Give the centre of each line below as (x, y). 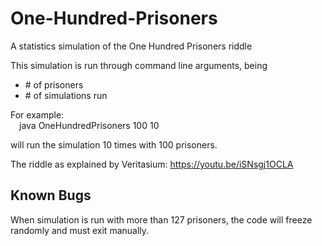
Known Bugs (51, 195)
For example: (37, 114)
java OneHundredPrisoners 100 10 (89, 125)
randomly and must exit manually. (80, 230)
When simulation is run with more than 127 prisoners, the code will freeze (161, 219)
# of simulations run (66, 95)
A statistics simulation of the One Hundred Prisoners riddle (131, 46)
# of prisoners (54, 84)
